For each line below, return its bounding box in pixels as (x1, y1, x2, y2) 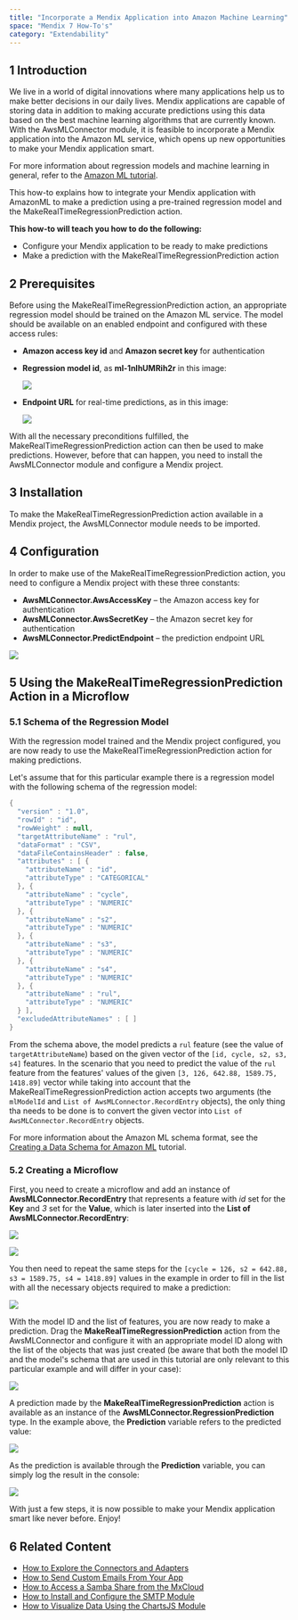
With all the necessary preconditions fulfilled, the (9, 431, 189, 442)
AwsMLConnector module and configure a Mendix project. (9, 459, 224, 469)
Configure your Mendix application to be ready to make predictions (21, 241, 269, 252)
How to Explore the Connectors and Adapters (21, 1562, 189, 1573)
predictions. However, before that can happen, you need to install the (9, 450, 263, 460)
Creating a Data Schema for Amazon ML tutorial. (9, 1141, 187, 1152)
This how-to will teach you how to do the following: (9, 224, 202, 235)
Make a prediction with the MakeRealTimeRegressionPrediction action (21, 251, 279, 261)
